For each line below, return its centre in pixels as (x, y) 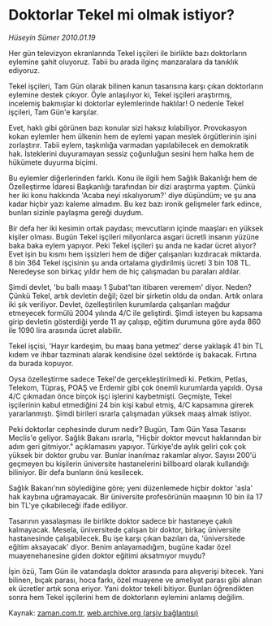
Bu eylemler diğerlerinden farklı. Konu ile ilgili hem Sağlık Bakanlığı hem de (133, 178)
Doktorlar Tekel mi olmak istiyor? (122, 15)
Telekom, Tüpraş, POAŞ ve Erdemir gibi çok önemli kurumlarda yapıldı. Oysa (136, 387)
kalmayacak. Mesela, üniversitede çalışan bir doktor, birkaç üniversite (125, 529)
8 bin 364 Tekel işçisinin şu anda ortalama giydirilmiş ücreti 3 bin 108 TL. (130, 262)
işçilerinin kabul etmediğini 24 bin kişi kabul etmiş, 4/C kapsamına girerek (131, 404)
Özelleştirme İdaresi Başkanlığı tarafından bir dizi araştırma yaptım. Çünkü (132, 186)
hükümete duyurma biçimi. (53, 162)
